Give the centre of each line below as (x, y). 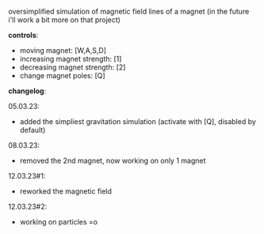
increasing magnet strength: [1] (71, 59)
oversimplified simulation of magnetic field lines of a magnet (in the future (129, 11)
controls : (23, 35)
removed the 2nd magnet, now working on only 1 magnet (113, 160)
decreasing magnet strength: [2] (73, 67)
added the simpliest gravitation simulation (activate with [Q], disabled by (138, 121)
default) (33, 130)
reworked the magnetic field (66, 191)
